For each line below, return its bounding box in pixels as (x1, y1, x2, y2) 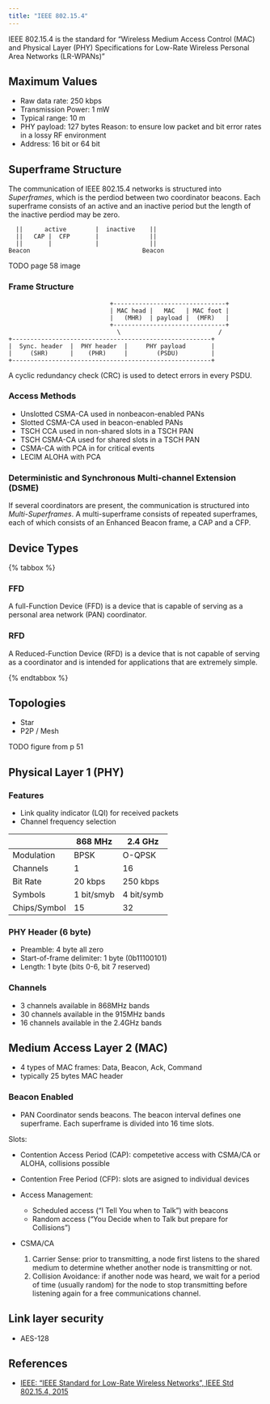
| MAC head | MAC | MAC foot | (109, 307, 230, 315)
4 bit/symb (122, 889, 164, 901)
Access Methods (8, 390, 77, 401)
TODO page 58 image (8, 261, 81, 271)
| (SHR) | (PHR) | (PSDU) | (8, 349, 216, 357)
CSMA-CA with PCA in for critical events (19, 443, 155, 453)
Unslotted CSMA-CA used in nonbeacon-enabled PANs (19, 409, 205, 418)
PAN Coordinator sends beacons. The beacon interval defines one (19, 1109, 241, 1119)
